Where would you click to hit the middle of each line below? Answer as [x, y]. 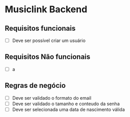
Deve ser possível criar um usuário [49, 40]
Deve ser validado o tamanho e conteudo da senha [66, 104]
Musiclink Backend [46, 9]
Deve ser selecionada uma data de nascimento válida [68, 109]
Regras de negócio [35, 86]
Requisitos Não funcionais [48, 57]
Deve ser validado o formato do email [52, 98]
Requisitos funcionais [40, 28]
